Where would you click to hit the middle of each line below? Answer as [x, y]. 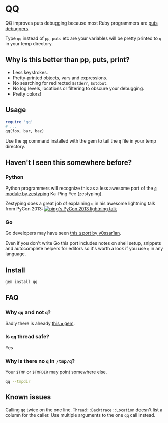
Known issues [28, 397]
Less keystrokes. [30, 72]
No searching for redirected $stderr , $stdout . [60, 83]
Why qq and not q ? [28, 312]
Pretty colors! [27, 94]
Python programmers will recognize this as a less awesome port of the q [81, 188]
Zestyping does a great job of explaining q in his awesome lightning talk [80, 203]
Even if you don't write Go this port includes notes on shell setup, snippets [83, 243]
